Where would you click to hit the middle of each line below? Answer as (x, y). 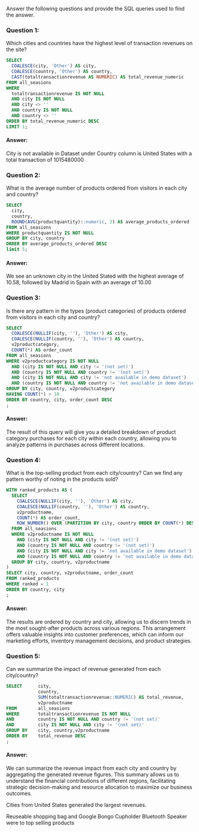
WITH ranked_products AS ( (39, 490)
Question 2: (23, 175)
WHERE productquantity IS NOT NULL (50, 233)
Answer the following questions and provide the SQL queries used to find (95, 9)
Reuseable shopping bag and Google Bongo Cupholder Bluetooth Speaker (97, 816)
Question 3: (23, 298)
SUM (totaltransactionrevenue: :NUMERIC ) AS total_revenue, (111, 697)
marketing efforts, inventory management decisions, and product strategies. (99, 641)
